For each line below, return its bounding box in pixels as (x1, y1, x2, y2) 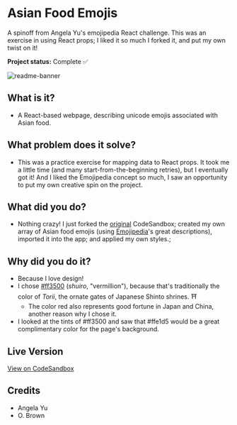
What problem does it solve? (7, 139, 137, 151)
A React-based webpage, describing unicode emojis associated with (17, 111, 218, 119)
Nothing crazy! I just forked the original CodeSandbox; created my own (17, 220, 225, 228)
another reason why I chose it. (28, 310, 117, 319)
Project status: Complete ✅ (7, 57, 88, 65)
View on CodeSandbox (7, 364, 74, 372)
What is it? (7, 92, 55, 104)
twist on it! (7, 43, 38, 52)
